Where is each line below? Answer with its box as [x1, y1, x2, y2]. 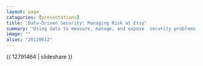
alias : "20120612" [6, 37, 53, 43]
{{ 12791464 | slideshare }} [6, 53, 73, 60]
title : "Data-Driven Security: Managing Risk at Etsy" [6, 20, 147, 26]
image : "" [6, 31, 31, 37]
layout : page [6, 8, 39, 15]
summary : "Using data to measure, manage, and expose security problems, [6, 25, 199, 32]
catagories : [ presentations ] [6, 14, 80, 20]
